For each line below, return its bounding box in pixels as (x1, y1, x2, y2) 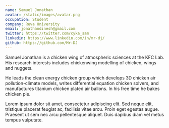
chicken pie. (5, 91, 31, 97)
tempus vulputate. (5, 117, 43, 123)
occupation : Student (5, 17, 49, 22)
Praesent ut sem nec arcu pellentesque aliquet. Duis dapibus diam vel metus (5, 111, 164, 117)
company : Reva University (5, 21, 60, 27)
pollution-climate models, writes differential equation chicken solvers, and (5, 80, 159, 86)
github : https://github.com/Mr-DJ (5, 40, 78, 46)
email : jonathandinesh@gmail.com (5, 26, 76, 31)
